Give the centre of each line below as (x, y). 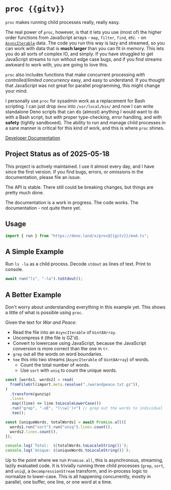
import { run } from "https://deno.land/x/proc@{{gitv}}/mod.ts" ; (77, 236)
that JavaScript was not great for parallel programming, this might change (83, 85)
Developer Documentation (33, 138)
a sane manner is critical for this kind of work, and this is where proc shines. (85, 128)
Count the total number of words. (55, 365)
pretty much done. (25, 192)
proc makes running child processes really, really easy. (63, 22)
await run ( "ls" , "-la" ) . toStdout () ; (44, 279)
